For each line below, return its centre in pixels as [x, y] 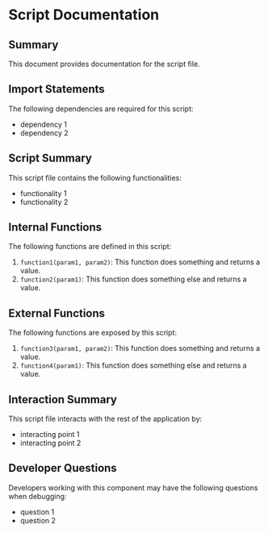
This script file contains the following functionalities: [95, 177]
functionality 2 [44, 202]
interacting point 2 [50, 443]
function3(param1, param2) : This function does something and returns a [140, 348]
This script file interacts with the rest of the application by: [105, 419]
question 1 [37, 512]
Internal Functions [55, 227]
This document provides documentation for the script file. [104, 64]
